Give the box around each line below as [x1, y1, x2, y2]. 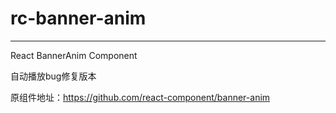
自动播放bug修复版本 [10, 70, 97, 82]
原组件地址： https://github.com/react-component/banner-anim [10, 91, 271, 103]
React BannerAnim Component [10, 49, 138, 61]
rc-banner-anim [10, 7, 147, 30]
